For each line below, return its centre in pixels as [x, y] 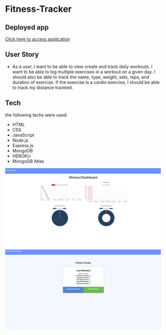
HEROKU [21, 156]
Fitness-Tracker [39, 9]
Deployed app [27, 27]
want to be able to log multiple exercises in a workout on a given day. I [84, 72]
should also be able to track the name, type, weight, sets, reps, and [81, 77]
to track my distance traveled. [42, 87]
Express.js [23, 145]
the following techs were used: [36, 115]
